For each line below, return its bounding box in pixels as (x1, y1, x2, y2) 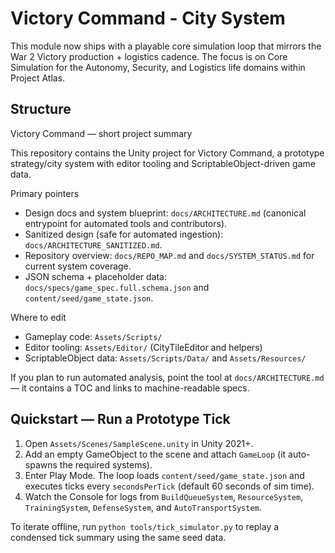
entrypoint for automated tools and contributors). (24, 217, 228, 229)
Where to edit (10, 311, 67, 323)
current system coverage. (24, 260, 132, 272)
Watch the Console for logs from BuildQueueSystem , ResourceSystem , (24, 490, 304, 502)
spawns (24, 458, 58, 471)
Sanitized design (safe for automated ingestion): (24, 228, 224, 240)
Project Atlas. (10, 72, 66, 84)
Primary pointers (10, 187, 80, 199)
